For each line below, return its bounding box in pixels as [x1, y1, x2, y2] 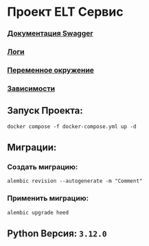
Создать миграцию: [7, 162, 78, 171]
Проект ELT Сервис [7, 4, 124, 20]
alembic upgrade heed [7, 209, 69, 216]
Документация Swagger [7, 29, 93, 38]
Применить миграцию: [7, 193, 89, 203]
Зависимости [7, 84, 56, 93]
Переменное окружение [7, 65, 95, 75]
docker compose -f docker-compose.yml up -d [7, 123, 137, 130]
